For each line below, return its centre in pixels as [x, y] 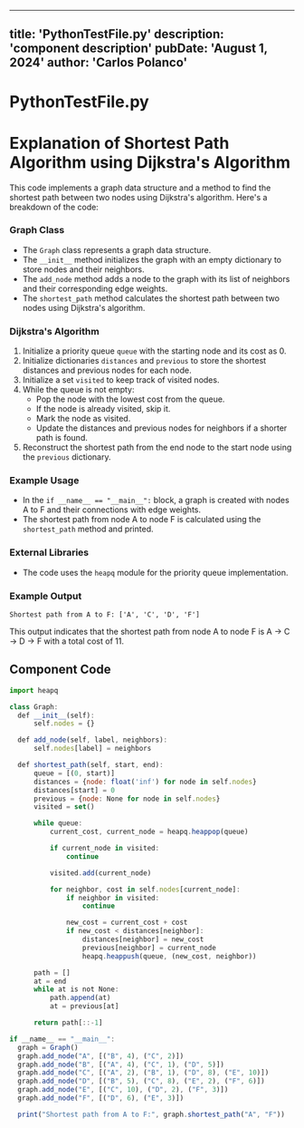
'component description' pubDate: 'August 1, [139, 49]
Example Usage [44, 481]
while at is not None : [76, 989]
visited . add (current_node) [100, 873]
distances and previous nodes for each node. [107, 370]
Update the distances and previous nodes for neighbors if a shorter [161, 428]
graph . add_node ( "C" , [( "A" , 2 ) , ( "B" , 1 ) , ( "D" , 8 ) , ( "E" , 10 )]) [143, 1073]
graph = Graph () [48, 1047]
